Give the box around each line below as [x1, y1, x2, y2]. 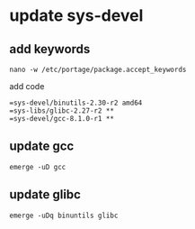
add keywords [9, 41, 91, 57]
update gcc [9, 139, 75, 154]
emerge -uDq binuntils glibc [9, 211, 119, 220]
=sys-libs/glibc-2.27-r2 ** [9, 106, 115, 115]
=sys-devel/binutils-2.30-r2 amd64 [9, 98, 143, 107]
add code [9, 81, 45, 91]
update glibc [9, 187, 81, 203]
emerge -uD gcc [9, 162, 66, 171]
